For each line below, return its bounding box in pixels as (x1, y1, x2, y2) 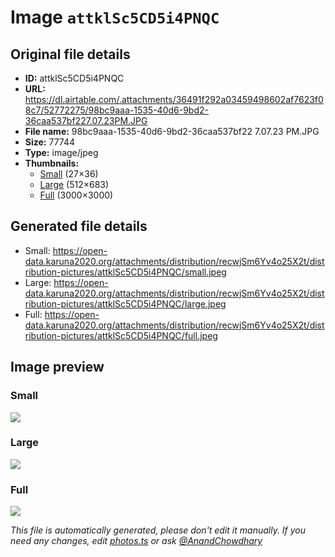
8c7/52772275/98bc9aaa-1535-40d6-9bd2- (24, 104, 209, 116)
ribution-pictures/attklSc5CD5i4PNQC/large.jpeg (24, 297, 227, 310)
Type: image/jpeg (24, 147, 99, 158)
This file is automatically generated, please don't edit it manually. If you (10, 524, 307, 536)
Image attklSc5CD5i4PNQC (10, 6, 220, 29)
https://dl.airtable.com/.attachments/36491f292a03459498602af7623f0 (24, 94, 324, 105)
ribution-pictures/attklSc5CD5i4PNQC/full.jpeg (24, 329, 218, 341)
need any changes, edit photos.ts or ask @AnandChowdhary (10, 535, 263, 547)
